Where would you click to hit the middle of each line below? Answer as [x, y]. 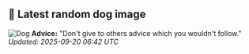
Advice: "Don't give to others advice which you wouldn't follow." [137, 33]
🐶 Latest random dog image [77, 14]
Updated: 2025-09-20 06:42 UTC [63, 41]
